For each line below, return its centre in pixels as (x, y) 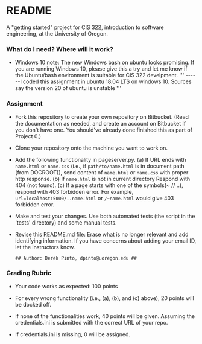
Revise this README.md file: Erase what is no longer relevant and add (102, 234)
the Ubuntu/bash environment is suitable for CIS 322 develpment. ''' (99, 75)
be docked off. (33, 304)
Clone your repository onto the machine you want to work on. (91, 148)
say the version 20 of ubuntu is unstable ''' (68, 88)
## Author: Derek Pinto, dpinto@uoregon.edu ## (76, 258)
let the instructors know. (45, 247)
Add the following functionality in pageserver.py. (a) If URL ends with (100, 159)
